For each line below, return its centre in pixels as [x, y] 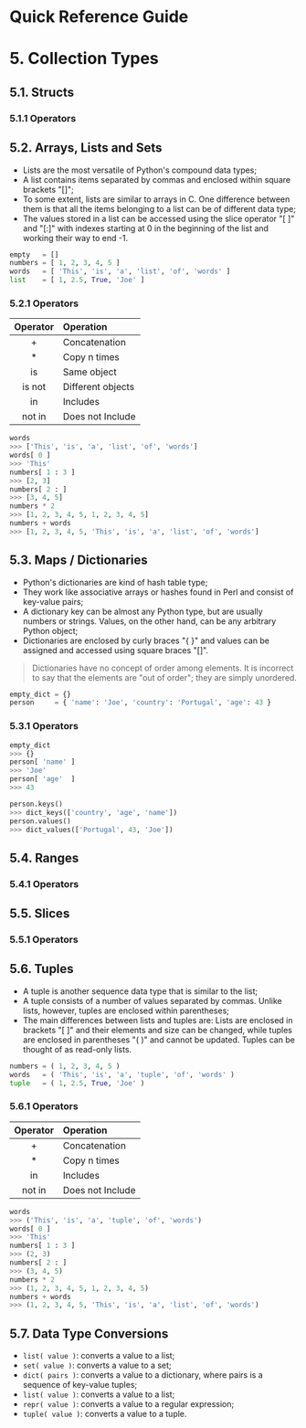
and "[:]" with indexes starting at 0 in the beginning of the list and [146, 228]
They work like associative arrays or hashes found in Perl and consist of [158, 592]
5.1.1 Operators [43, 118]
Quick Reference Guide [99, 17]
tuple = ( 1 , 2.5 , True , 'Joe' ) [77, 1083]
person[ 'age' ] [42, 779]
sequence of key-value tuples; [80, 1385]
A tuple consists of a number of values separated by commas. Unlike [152, 1000]
